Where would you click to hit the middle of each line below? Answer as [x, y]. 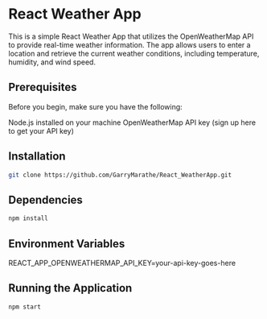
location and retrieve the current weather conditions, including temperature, [134, 53]
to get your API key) [41, 130]
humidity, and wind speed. [52, 62]
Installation [37, 157]
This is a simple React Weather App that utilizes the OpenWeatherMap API [131, 36]
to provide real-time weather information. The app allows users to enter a [129, 44]
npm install [28, 218]
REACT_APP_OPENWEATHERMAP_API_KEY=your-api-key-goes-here [122, 263]
